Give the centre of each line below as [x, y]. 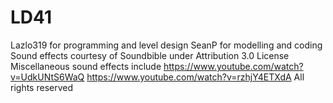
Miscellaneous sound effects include [86, 66]
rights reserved [42, 87]
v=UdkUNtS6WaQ [47, 77]
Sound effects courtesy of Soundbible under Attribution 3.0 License [150, 55]
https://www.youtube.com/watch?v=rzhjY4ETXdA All [195, 77]
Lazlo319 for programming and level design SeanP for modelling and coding [166, 45]
